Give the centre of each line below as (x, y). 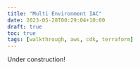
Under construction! (36, 59)
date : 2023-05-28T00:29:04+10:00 (56, 20)
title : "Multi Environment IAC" (55, 14)
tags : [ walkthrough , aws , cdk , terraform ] (70, 40)
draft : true (25, 26)
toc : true (22, 33)
